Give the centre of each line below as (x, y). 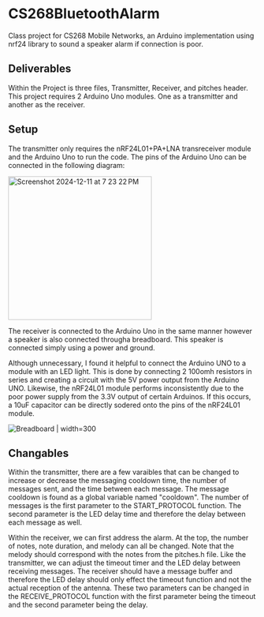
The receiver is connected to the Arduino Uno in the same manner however (130, 331)
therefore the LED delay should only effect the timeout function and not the (130, 580)
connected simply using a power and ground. (82, 347)
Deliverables (40, 69)
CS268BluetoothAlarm (84, 14)
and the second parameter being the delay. (78, 605)
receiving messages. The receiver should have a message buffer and (120, 571)
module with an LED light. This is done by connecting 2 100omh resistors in (130, 371)
